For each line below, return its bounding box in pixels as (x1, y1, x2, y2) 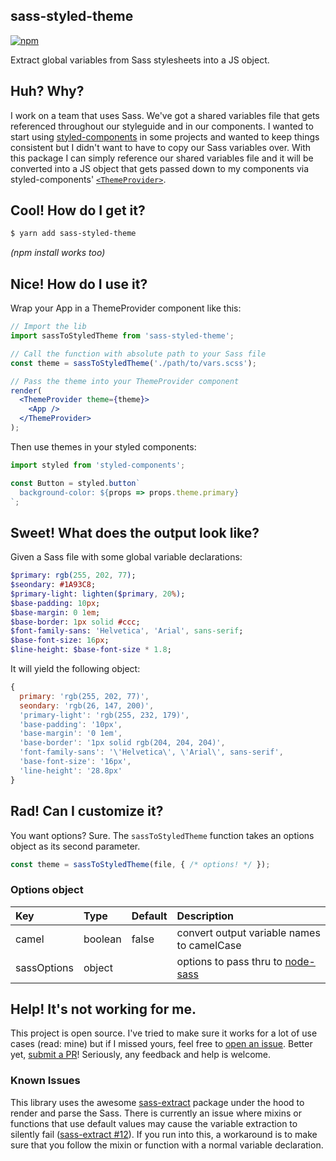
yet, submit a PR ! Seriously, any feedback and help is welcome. (10, 1049, 272, 1061)
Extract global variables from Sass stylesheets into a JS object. (10, 54, 270, 66)
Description (176, 909, 234, 923)
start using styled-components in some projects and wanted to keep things (10, 130, 320, 143)
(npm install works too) (10, 247, 106, 259)
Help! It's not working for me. (10, 1001, 197, 1018)
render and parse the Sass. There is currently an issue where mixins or (10, 1107, 302, 1119)
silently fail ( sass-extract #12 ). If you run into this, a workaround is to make (10, 1128, 318, 1140)
